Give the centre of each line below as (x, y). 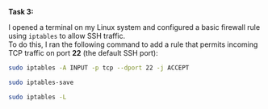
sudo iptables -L (38, 97)
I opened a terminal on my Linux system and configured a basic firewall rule (134, 27)
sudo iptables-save (41, 82)
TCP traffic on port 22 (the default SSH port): (84, 53)
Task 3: (21, 12)
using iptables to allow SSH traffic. (67, 36)
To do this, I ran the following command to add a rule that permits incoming (133, 44)
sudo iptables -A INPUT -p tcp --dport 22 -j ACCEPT (99, 68)
